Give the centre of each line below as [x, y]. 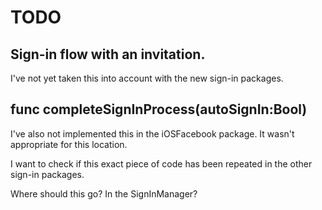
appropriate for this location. [69, 144]
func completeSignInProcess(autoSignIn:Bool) [159, 109]
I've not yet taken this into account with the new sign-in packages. [147, 78]
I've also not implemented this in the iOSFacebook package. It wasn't [152, 133]
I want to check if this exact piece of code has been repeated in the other [161, 163]
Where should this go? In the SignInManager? [104, 193]
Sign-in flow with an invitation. [108, 54]
